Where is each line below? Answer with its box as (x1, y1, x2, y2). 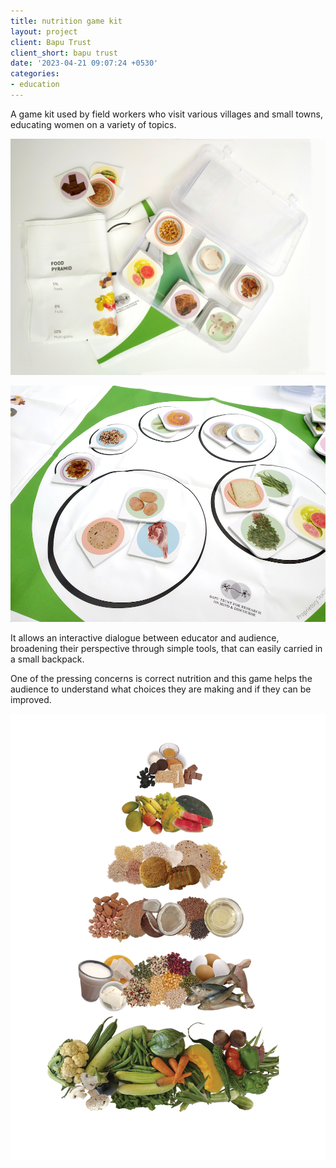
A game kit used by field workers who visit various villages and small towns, (10, 108, 323, 120)
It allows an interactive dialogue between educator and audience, (10, 631, 280, 644)
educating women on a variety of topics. (10, 118, 177, 130)
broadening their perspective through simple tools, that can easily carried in (10, 642, 323, 654)
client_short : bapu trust (10, 48, 118, 58)
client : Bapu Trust (10, 37, 92, 47)
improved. (10, 693, 52, 705)
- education (10, 80, 60, 90)
